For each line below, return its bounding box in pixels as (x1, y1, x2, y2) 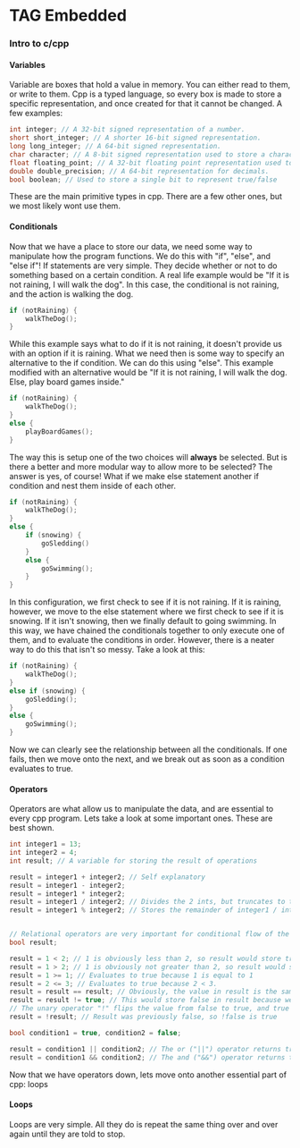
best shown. (9, 823, 55, 833)
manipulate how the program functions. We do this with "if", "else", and (9, 250, 271, 261)
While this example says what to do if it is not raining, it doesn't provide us (9, 339, 283, 350)
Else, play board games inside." (9, 376, 125, 387)
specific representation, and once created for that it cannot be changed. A (9, 98, 283, 109)
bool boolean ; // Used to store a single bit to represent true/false (9, 175, 278, 184)
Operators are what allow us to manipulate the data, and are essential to (9, 804, 274, 815)
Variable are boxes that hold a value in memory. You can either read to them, (9, 80, 291, 90)
